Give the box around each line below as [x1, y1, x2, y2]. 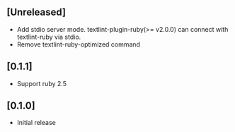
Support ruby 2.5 [16, 79, 67, 88]
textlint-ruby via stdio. [16, 32, 81, 41]
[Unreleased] [6, 6, 67, 18]
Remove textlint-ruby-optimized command [16, 40, 141, 49]
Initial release [16, 119, 56, 127]
